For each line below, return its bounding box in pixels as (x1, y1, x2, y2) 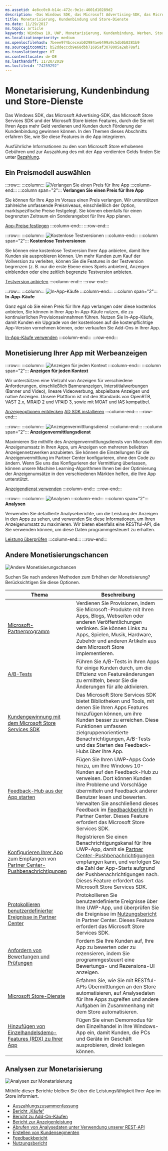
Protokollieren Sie (76, 891, 117, 898)
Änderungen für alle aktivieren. (76, 683, 149, 690)
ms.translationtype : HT (5, 49, 55, 54)
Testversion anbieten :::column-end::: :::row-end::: (5, 278, 109, 284)
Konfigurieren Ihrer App (7, 849, 63, 856)
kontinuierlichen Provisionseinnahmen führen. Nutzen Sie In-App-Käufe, (5, 314, 154, 320)
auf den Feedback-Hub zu (95, 768, 158, 775)
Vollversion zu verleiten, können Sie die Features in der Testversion (5, 258, 144, 264)
